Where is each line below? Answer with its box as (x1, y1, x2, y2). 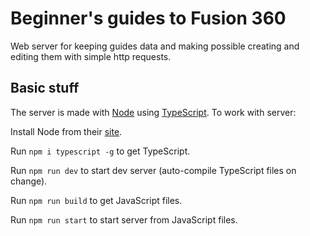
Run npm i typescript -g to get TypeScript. (10, 145, 191, 157)
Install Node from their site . (10, 125, 123, 137)
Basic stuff (10, 80, 80, 97)
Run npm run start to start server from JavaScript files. (10, 213, 238, 226)
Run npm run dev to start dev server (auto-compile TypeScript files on (10, 164, 297, 176)
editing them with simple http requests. (10, 50, 172, 62)
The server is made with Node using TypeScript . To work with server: (10, 106, 297, 118)
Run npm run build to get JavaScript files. (10, 194, 183, 206)
